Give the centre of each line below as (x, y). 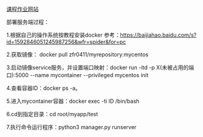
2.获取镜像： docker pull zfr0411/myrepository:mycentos (77, 54)
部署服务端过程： (28, 22)
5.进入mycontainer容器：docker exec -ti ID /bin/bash (73, 101)
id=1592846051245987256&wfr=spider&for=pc (66, 42)
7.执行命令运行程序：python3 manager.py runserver (72, 127)
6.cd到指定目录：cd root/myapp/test (52, 114)
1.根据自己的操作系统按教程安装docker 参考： (63, 35)
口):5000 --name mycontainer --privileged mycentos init (77, 75)
